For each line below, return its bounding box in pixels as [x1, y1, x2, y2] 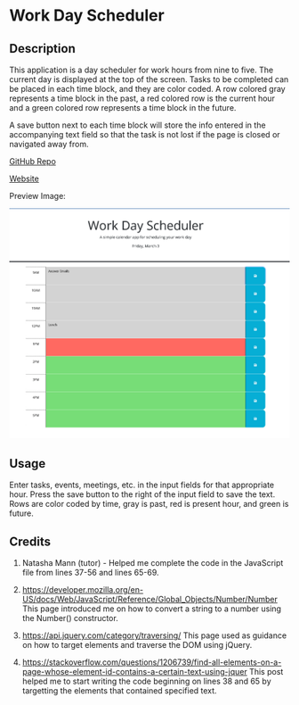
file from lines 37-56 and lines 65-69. [21, 568, 159, 578]
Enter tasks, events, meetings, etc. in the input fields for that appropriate [9, 479, 275, 491]
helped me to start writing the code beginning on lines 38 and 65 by [21, 676, 271, 687]
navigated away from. [9, 139, 89, 149]
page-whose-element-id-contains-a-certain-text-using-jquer [21, 667, 247, 677]
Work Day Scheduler [9, 5, 165, 26]
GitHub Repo [9, 156, 56, 166]
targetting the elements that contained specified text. [21, 685, 217, 696]
